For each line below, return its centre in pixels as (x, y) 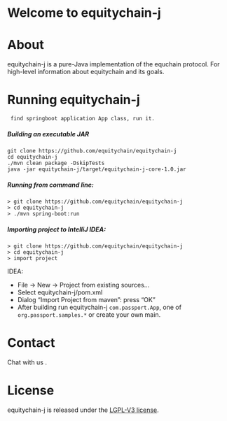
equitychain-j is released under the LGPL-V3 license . (83, 410)
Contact (31, 343)
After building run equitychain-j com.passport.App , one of (99, 307)
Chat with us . (27, 362)
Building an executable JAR (48, 134)
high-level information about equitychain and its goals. (86, 72)
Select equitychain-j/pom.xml (60, 292)
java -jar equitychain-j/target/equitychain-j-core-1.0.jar (97, 169)
